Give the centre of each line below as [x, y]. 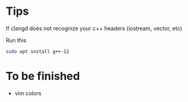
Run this [16, 40]
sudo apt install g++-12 [37, 51]
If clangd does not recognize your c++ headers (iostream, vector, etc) [94, 28]
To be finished [43, 76]
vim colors [28, 93]
